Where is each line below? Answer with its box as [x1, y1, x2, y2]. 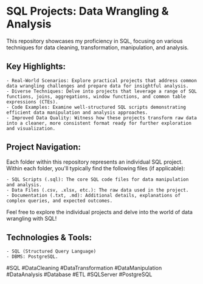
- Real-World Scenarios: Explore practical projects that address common [6, 77, 198, 83]
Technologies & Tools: [6, 232, 92, 243]
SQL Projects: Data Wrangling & [6, 4, 169, 18]
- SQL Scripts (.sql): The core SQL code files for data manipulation [6, 176, 189, 182]
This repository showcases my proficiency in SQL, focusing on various [6, 37, 184, 44]
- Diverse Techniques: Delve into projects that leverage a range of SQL [6, 88, 198, 94]
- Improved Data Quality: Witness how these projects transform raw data [6, 114, 198, 121]
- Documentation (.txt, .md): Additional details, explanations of [6, 192, 181, 198]
